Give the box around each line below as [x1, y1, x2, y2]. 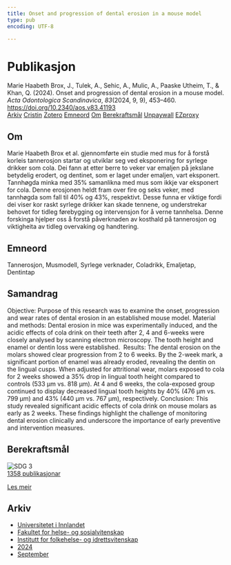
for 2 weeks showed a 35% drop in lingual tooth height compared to [7, 372, 201, 380]
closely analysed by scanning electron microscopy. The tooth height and [7, 335, 214, 344]
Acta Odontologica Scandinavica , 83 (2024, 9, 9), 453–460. [7, 96, 177, 104]
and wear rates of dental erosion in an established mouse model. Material [7, 313, 216, 321]
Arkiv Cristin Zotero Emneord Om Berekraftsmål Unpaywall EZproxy [7, 111, 199, 119]
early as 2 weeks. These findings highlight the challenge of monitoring [7, 408, 208, 417]
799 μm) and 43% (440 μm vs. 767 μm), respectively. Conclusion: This [7, 394, 208, 402]
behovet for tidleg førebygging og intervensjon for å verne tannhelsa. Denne [7, 208, 223, 216]
